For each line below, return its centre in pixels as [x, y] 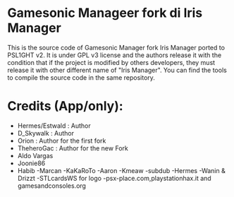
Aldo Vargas [35, 155]
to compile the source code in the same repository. [81, 77]
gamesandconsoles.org [52, 186]
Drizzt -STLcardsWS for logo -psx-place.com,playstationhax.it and [114, 178]
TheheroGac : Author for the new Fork [73, 148]
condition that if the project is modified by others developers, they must [111, 62]
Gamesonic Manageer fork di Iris [105, 13]
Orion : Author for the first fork [62, 141]
